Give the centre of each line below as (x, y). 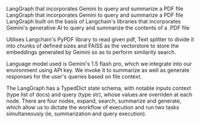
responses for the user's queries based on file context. (74, 76)
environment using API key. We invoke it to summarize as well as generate (98, 70)
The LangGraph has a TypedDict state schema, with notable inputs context (99, 88)
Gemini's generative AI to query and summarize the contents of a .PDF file (98, 28)
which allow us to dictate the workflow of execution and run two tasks (93, 107)
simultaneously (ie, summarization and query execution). (77, 114)
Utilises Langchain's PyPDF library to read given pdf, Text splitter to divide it (100, 39)
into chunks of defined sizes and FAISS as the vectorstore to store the (92, 46)
